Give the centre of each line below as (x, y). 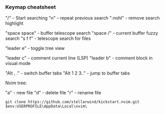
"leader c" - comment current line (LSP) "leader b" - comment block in (79, 58)
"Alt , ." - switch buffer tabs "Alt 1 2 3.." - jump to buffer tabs (68, 73)
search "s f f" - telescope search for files (48, 38)
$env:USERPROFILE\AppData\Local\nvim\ (46, 106)
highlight (14, 23)
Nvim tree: (16, 83)
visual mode (18, 64)
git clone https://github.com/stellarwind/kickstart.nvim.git (72, 102)
